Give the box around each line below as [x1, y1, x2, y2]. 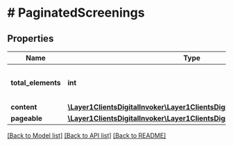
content [10, 102, 37, 112]
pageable [10, 113, 43, 123]
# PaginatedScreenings [7, 5, 145, 21]
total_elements [10, 78, 61, 88]
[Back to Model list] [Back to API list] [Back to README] [7, 131, 166, 140]
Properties [7, 33, 54, 44]
